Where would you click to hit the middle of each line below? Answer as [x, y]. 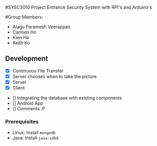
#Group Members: [24, 17]
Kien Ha [21, 38]
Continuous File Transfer [38, 70]
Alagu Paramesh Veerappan [41, 27]
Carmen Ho [24, 32]
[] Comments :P [29, 109]
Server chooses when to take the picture [54, 76]
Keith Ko [21, 43]
